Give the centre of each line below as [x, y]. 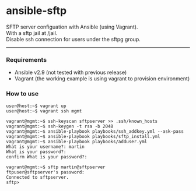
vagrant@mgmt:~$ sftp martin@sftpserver [56, 167]
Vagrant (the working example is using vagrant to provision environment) [102, 79]
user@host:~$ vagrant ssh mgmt [44, 111]
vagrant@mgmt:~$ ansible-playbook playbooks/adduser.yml [77, 142]
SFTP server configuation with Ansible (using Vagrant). [72, 27]
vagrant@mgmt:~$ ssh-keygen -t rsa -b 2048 [60, 126]
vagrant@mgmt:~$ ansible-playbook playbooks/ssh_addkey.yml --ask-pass [95, 131]
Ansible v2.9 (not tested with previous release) [71, 72]
